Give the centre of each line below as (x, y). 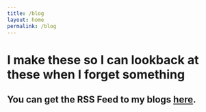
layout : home (26, 20)
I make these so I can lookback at (103, 60)
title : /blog (26, 13)
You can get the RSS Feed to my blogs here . (102, 99)
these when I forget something (96, 74)
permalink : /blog (32, 26)
